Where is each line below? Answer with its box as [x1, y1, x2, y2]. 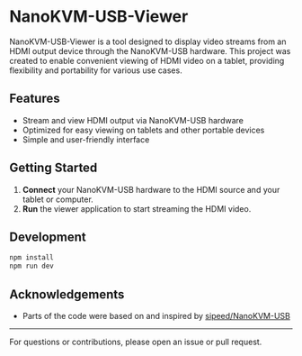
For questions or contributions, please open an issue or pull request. [9, 336, 262, 347]
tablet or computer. [22, 194, 94, 205]
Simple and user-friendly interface [22, 133, 150, 145]
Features [9, 91, 60, 106]
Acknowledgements [9, 287, 125, 302]
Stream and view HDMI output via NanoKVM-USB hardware [22, 114, 244, 125]
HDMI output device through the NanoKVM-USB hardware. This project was [9, 45, 291, 56]
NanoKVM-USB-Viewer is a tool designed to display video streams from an [9, 36, 287, 47]
